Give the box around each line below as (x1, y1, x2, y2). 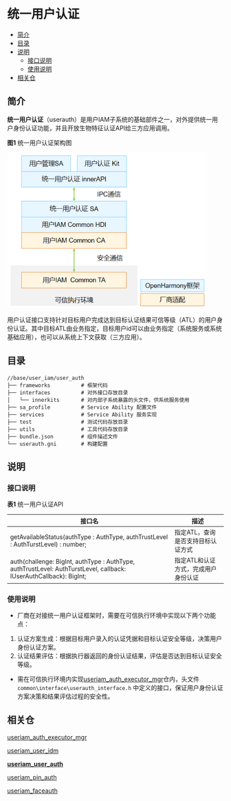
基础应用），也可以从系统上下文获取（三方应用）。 (7, 332, 146, 341)
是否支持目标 (174, 537, 211, 545)
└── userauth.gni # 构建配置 (7, 440, 108, 447)
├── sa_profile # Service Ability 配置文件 (7, 404, 157, 411)
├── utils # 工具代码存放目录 (7, 425, 129, 433)
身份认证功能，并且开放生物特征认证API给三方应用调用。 (12, 123, 174, 132)
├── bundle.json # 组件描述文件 (7, 433, 118, 440)
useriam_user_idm (7, 746, 59, 755)
